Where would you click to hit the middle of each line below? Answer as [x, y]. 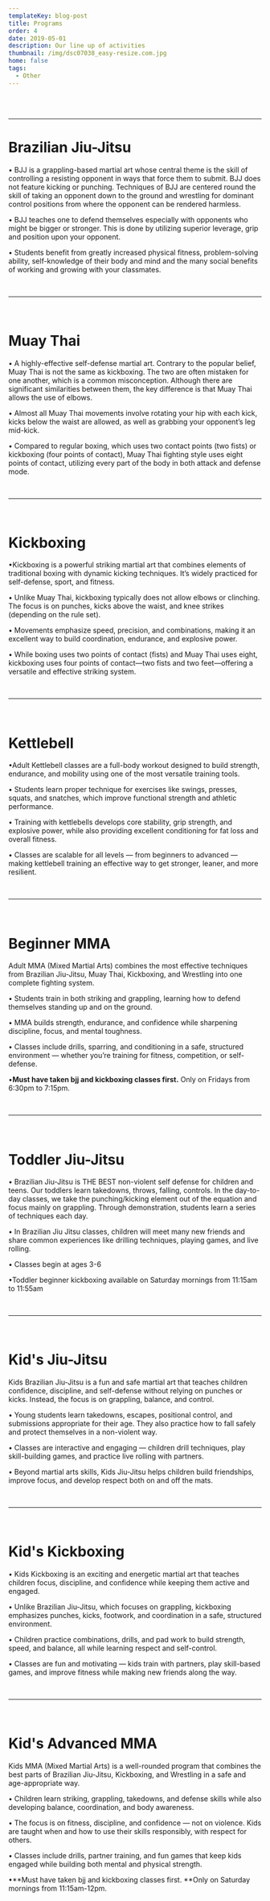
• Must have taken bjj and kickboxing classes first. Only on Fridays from [129, 1080]
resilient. [22, 872]
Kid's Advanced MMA [83, 1743]
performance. [31, 807]
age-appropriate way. [44, 1783]
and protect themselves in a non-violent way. [83, 1432]
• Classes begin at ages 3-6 [55, 1264]
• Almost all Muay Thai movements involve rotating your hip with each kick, [133, 413]
